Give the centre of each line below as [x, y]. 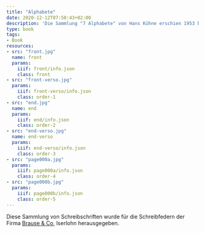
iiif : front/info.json [46, 69]
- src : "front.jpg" [31, 52]
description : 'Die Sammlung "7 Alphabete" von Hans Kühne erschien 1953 [101, 23]
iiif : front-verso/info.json [54, 91]
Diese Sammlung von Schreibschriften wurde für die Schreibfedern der [95, 217]
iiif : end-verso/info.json [52, 148]
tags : [13, 35]
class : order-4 [37, 177]
